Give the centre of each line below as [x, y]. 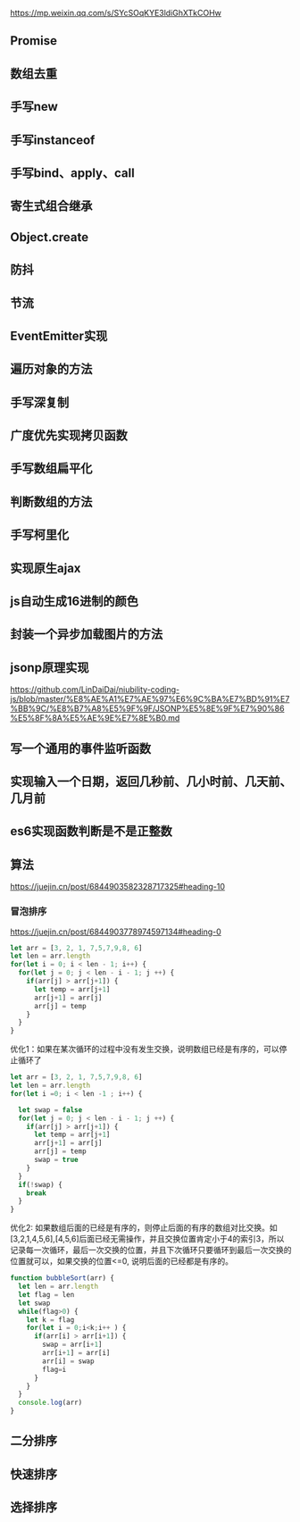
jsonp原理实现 [50, 668]
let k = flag [50, 1320]
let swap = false [50, 1110]
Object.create [49, 237]
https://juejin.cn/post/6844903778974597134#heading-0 [116, 932]
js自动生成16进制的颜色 [75, 602]
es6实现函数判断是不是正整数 [91, 831]
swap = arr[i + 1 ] [72, 1345]
